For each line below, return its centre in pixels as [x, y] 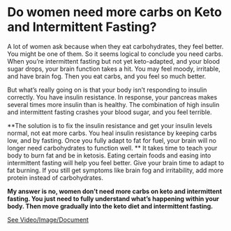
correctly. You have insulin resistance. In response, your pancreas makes [112, 97]
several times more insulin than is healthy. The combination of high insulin [113, 104]
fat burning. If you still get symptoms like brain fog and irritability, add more [115, 170]
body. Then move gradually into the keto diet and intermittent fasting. [110, 206]
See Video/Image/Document [48, 219]
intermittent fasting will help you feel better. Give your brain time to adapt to [116, 162]
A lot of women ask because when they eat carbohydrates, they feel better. [115, 46]
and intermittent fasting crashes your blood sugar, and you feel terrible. [110, 112]
